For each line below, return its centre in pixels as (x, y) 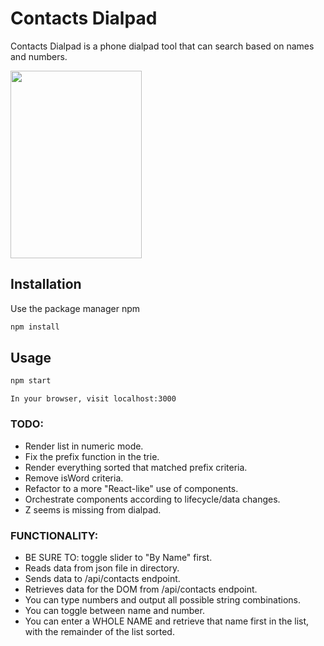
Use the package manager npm (75, 308)
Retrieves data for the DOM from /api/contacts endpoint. (141, 589)
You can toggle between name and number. (114, 610)
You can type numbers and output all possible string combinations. (162, 599)
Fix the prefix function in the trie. (92, 456)
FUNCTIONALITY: (54, 535)
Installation (46, 284)
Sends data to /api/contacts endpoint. (102, 578)
